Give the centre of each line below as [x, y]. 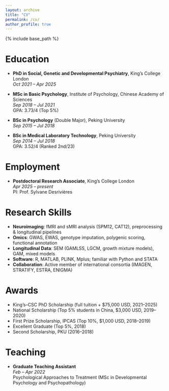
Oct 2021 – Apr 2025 [34, 84]
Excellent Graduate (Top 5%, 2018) [49, 326]
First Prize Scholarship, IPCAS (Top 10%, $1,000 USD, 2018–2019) [82, 321]
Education [27, 59]
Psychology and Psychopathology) [49, 382]
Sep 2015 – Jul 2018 [34, 126]
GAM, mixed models [34, 254]
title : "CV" [18, 15]
